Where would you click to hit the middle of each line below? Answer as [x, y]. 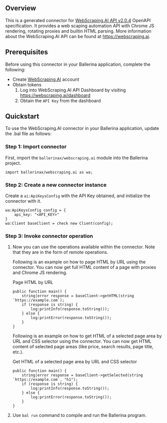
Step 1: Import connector [36, 147]
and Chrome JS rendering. [40, 272]
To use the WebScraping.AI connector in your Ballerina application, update [82, 128]
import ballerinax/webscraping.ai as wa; [49, 172]
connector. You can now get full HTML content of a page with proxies [84, 267]
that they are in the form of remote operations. [60, 252]
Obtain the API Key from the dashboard [60, 100]
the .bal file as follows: [28, 134]
